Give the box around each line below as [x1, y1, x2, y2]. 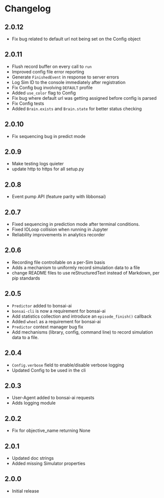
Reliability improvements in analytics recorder [11, 232, 105, 238]
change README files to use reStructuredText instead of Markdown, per [11, 270, 160, 276]
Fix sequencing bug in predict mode [11, 133, 86, 139]
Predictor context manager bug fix [11, 324, 84, 330]
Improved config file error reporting [11, 69, 85, 74]
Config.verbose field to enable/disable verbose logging [11, 362, 124, 368]
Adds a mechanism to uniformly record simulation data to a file [11, 264, 140, 271]
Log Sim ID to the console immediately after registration [11, 79, 126, 85]
